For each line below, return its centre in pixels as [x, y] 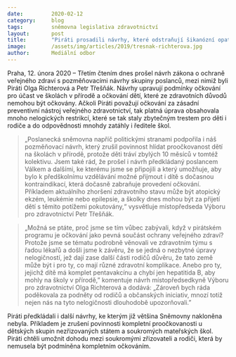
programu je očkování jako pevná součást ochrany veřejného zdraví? [124, 235]
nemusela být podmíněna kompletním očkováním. [79, 346]
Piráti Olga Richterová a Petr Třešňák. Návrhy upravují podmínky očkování [114, 88]
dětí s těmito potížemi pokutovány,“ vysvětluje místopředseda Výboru [125, 206]
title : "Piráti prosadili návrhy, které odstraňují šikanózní [111, 40]
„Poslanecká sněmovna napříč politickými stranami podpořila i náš [120, 139]
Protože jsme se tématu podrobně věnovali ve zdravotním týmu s [118, 242]
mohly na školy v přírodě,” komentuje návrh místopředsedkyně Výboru [126, 280]
